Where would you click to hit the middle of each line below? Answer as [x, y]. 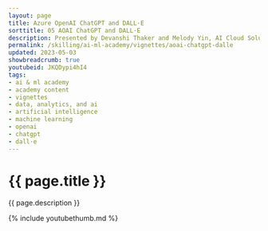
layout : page [30, 16]
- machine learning [41, 119]
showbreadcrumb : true [44, 61]
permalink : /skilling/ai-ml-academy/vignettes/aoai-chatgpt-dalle [121, 45]
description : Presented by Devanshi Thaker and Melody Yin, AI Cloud [126, 38]
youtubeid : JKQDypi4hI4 [48, 68]
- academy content [39, 90]
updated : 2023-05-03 [43, 53]
